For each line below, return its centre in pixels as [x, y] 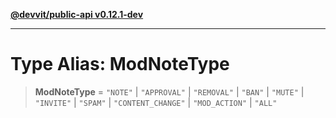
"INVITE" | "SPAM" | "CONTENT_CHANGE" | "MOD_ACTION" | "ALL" [156, 102]
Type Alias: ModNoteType [120, 64]
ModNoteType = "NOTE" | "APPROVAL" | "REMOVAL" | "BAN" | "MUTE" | [169, 91]
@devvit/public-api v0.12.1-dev [77, 14]
